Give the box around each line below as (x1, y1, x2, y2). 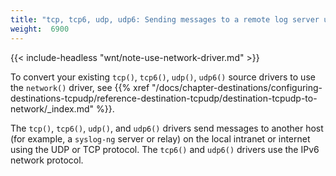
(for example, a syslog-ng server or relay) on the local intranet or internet (10, 132, 311, 145)
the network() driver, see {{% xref (10, 81, 150, 93)
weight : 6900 (10, 24, 70, 34)
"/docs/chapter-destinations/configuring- (151, 81, 323, 93)
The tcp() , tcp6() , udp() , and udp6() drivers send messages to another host (10, 122, 324, 134)
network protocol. (10, 154, 84, 166)
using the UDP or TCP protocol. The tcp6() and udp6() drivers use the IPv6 (10, 143, 320, 155)
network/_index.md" (10, 102, 95, 115)
